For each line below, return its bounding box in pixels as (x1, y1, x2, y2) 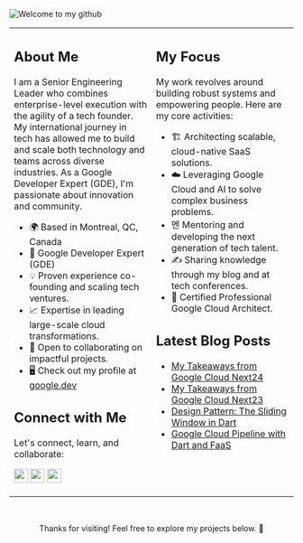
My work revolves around (156, 75, 264, 88)
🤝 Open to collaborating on (29, 341, 142, 353)
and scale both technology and (14, 143, 145, 155)
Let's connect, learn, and (14, 436, 119, 449)
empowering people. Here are (156, 98, 282, 110)
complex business (170, 194, 248, 207)
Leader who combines (14, 87, 109, 99)
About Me (14, 48, 79, 65)
